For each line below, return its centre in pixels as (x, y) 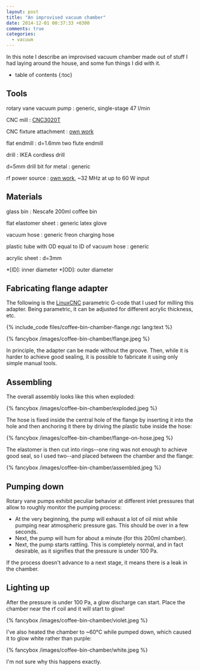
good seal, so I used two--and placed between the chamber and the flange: (100, 456)
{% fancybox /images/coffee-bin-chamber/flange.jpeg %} (78, 339)
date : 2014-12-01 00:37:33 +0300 (48, 23)
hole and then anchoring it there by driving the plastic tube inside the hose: (99, 427)
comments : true (25, 29)
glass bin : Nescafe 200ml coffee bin (52, 211)
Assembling (29, 382)
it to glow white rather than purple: (49, 638)
